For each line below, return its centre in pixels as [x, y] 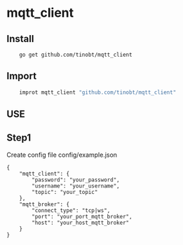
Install [20, 39]
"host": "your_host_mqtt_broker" [81, 223]
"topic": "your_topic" [65, 192]
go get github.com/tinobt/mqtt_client [76, 55]
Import [21, 76]
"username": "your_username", [76, 186]
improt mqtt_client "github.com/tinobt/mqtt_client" [98, 92]
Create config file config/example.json [62, 155]
